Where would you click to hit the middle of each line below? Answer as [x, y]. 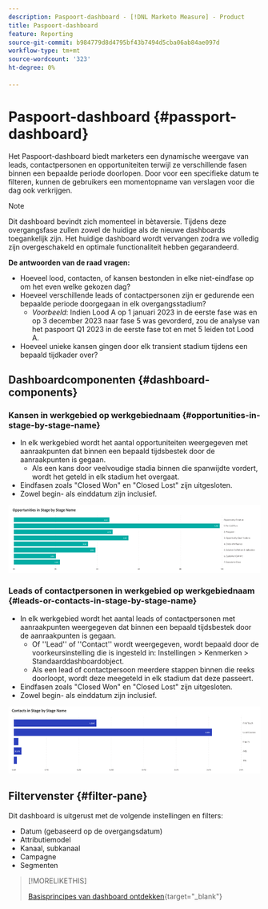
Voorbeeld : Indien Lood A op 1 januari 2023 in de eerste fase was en [144, 312]
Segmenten [39, 865]
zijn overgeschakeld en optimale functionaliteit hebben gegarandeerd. [124, 247]
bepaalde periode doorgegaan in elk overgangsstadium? [113, 303]
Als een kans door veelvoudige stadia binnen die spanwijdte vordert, [145, 469]
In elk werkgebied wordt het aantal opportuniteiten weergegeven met [134, 443]
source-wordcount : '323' [50, 59]
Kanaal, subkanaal [50, 848]
